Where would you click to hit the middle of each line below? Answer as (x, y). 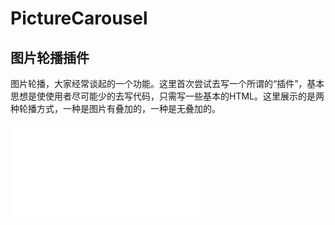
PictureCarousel (79, 18)
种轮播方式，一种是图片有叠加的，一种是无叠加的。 (115, 108)
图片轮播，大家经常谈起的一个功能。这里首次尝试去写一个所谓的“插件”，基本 (167, 83)
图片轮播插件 (50, 57)
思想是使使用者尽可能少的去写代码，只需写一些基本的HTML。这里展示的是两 (167, 96)
